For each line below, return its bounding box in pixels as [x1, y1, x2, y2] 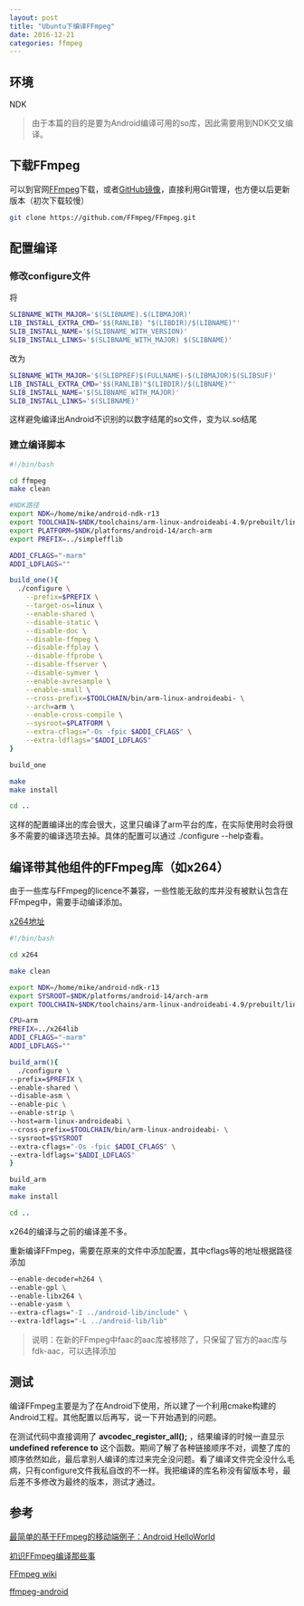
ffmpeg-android [9, 1586, 69, 1597]
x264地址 [9, 916, 45, 927]
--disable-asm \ [9, 1092, 71, 1101]
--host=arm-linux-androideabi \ [9, 1117, 131, 1126]
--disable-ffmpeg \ [25, 635, 100, 644]
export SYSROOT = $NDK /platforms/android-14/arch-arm [9, 991, 208, 1001]
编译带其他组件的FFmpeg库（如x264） [9, 860, 229, 875]
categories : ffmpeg [9, 38, 83, 48]
